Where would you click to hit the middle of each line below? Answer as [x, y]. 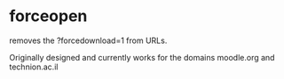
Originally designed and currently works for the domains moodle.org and [142, 57]
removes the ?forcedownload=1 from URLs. [88, 40]
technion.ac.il [34, 67]
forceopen [48, 16]
